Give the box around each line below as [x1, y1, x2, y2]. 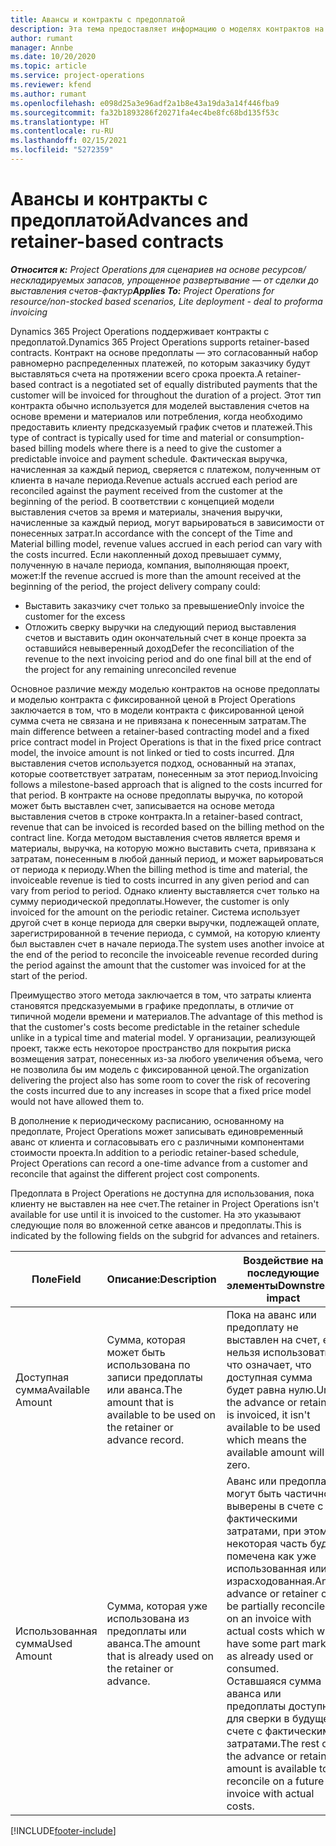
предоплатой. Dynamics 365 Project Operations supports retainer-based [10, 336, 310, 348]
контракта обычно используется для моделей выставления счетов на [10, 399, 310, 411]
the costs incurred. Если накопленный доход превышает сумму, [10, 548, 282, 560]
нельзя [226, 1345, 261, 1359]
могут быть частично [226, 1486, 330, 1500]
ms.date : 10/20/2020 [10, 52, 97, 62]
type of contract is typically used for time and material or [10, 431, 245, 443]
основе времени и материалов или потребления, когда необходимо [10, 410, 303, 422]
